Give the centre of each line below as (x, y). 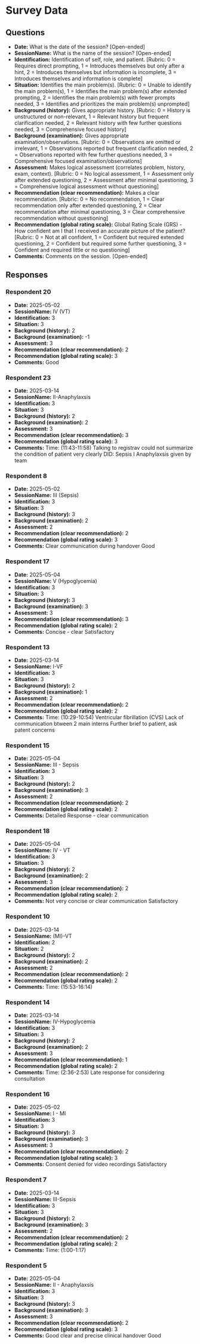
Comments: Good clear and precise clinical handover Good (88, 1335)
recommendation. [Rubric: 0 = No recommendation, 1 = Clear (89, 199)
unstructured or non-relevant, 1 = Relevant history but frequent (91, 116)
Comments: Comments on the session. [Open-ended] (81, 256)
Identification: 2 (34, 942)
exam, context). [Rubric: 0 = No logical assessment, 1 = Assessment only (104, 174)
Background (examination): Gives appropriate (71, 136)
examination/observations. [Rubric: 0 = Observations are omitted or (97, 142)
